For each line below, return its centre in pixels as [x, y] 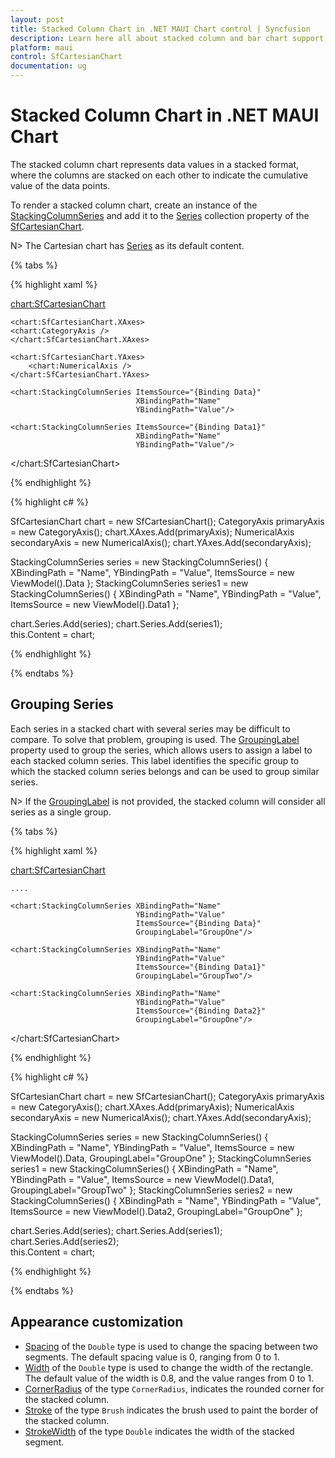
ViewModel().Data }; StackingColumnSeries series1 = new [129, 583]
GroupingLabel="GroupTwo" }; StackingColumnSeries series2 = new [151, 1190]
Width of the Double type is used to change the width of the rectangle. [169, 1367]
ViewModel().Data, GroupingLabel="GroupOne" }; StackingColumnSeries [161, 1158]
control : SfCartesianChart [66, 57]
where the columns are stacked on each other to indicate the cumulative [159, 175]
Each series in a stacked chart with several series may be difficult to [150, 728]
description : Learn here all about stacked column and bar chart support [167, 38]
